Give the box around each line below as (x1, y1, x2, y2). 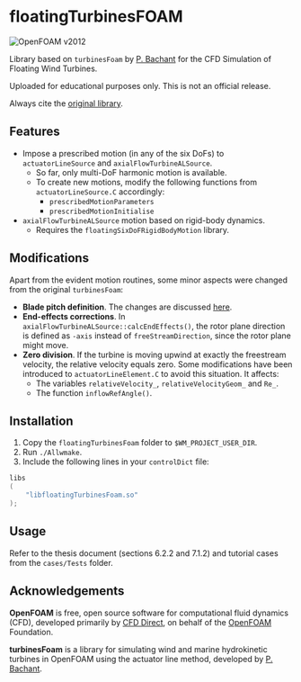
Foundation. (9, 626, 54, 637)
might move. (22, 339, 69, 350)
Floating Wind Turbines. (9, 63, 98, 74)
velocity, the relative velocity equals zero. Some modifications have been (22, 358, 293, 370)
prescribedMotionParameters (49, 197, 155, 206)
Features (9, 124, 60, 139)
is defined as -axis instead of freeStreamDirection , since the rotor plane (22, 330, 292, 341)
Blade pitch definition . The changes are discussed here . (22, 301, 233, 312)
